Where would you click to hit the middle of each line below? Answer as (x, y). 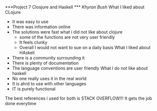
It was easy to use (30, 22)
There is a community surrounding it (48, 58)
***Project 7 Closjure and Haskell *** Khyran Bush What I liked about (75, 7)
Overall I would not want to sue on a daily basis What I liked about (85, 47)
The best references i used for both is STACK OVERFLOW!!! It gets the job (79, 98)
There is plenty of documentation (45, 63)
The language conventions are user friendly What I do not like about (80, 68)
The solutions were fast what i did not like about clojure (67, 32)
